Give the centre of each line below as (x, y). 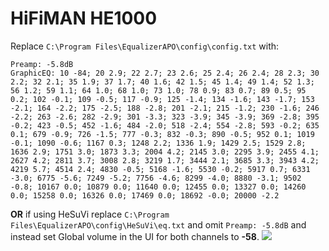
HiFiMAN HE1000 (84, 18)
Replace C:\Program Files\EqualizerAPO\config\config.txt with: (145, 46)
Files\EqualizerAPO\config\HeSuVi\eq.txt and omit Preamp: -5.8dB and (158, 224)
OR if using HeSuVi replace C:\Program (90, 214)
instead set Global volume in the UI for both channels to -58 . (135, 236)
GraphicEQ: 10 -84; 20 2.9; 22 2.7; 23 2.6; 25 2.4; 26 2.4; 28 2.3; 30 (165, 73)
